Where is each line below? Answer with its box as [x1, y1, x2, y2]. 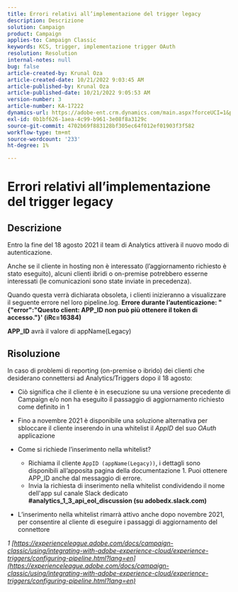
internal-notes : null [7, 57, 72, 64]
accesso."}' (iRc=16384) [7, 313, 81, 322]
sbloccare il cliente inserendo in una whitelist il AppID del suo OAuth [17, 423, 217, 432]
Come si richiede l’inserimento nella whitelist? [17, 445, 151, 453]
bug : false [7, 63, 40, 70]
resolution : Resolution [7, 50, 78, 57]
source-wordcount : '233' [7, 135, 81, 142]
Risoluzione [7, 348, 61, 360]
